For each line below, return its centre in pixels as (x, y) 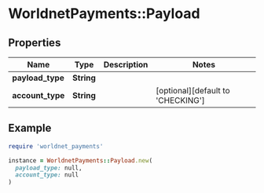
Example (30, 128)
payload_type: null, (49, 168)
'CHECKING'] (181, 100)
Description (126, 65)
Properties (35, 43)
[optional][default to (193, 91)
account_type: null (47, 175)
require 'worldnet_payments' (56, 146)
